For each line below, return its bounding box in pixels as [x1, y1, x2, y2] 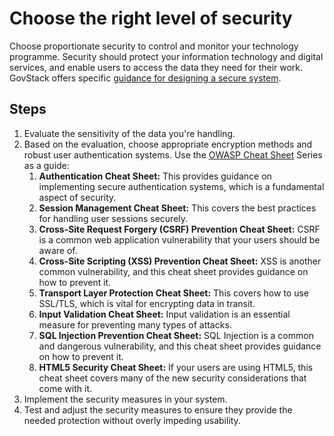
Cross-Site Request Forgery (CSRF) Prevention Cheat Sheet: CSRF [38, 223, 321, 235]
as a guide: [23, 159, 70, 171]
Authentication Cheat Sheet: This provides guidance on [38, 170, 272, 182]
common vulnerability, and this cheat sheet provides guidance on [38, 265, 309, 277]
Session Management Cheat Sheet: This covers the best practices [38, 202, 317, 214]
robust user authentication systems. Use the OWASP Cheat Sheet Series [23, 148, 323, 161]
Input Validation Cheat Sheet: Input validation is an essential [38, 308, 291, 320]
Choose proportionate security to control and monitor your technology [9, 40, 299, 52]
